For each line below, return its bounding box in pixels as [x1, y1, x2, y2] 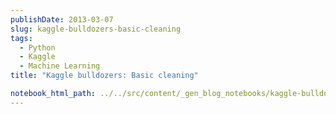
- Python [19, 42, 56, 53]
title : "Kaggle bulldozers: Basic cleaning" [10, 71, 199, 81]
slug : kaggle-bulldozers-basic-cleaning [10, 24, 182, 34]
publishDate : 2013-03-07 [10, 14, 114, 25]
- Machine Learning [19, 61, 101, 71]
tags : [10, 33, 33, 43]
